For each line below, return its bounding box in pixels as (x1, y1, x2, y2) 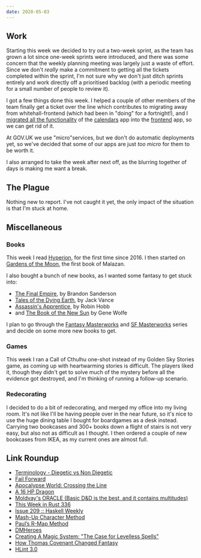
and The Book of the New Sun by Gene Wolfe (14, 309, 128, 316)
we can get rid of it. (6, 123, 55, 130)
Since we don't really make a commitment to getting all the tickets (6, 66, 169, 73)
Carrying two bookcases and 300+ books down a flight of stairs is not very (6, 423, 192, 430)
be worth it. (6, 147, 35, 154)
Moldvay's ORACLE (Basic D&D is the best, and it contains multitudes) (14, 494, 188, 502)
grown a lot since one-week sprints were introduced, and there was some (6, 54, 189, 61)
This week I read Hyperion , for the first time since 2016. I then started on (6, 254, 186, 261)
